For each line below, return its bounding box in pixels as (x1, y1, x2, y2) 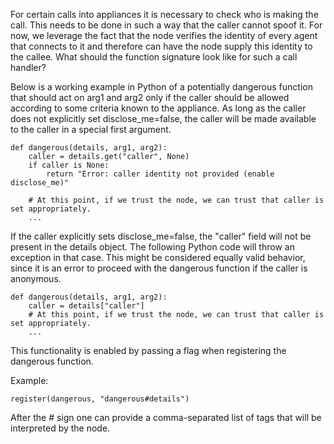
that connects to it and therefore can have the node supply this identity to (10, 40, 313, 52)
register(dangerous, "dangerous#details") (10, 394, 190, 404)
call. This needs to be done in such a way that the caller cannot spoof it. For (10, 19, 323, 31)
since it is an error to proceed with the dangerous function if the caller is (10, 262, 308, 274)
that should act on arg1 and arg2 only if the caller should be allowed (10, 92, 290, 103)
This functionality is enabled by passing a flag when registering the (10, 345, 287, 356)
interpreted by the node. (10, 422, 111, 434)
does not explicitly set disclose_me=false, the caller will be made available (10, 113, 317, 124)
